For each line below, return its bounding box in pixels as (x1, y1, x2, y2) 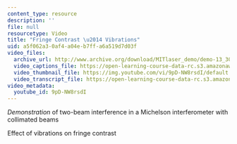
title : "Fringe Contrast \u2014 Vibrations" (7, 37, 140, 44)
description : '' (7, 17, 55, 24)
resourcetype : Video (7, 30, 68, 37)
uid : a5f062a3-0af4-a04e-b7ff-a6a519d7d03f (7, 43, 138, 50)
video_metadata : (7, 82, 55, 89)
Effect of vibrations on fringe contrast (7, 129, 116, 138)
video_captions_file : (13, 63, 78, 70)
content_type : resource (7, 10, 78, 18)
